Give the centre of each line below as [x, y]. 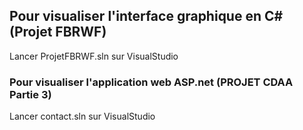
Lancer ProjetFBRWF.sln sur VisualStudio [94, 56]
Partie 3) [30, 94]
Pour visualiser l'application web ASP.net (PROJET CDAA [151, 82]
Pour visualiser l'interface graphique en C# [146, 16]
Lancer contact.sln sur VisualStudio [82, 116]
